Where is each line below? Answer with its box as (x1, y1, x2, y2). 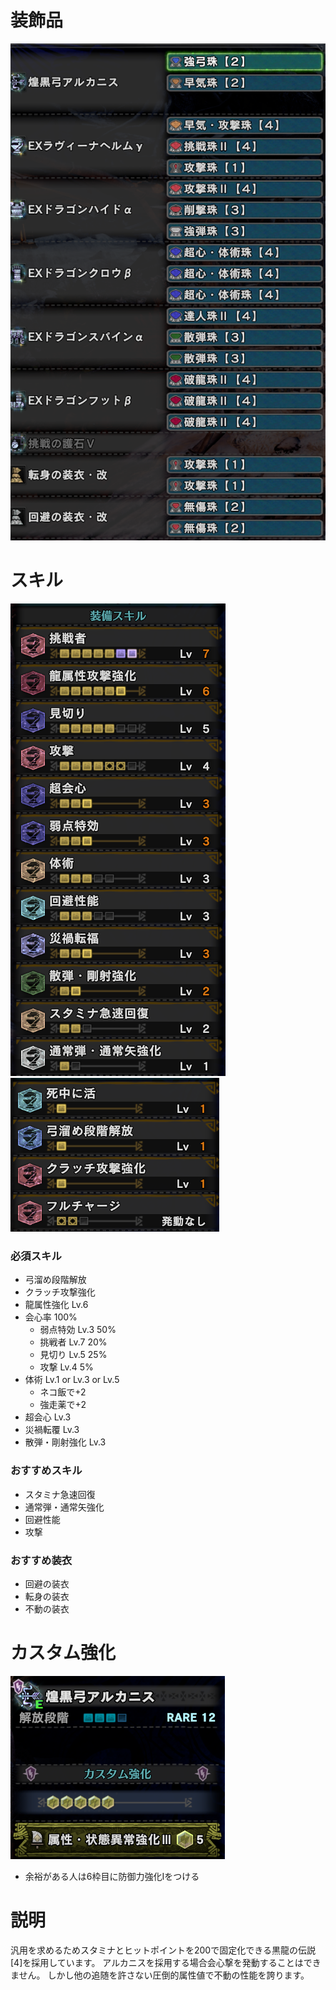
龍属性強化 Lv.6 (24, 1299, 89, 1311)
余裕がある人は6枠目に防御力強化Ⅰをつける (24, 1870, 200, 1882)
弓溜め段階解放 (24, 1274, 87, 1286)
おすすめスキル (10, 1464, 83, 1478)
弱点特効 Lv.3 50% (39, 1324, 117, 1336)
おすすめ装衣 (10, 1553, 73, 1567)
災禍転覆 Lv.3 (24, 1424, 80, 1436)
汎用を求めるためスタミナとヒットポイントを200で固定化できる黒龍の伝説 (10, 1944, 316, 1956)
